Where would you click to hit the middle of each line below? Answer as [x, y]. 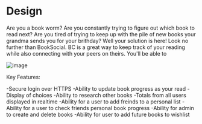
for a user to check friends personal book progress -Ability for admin [109, 108]
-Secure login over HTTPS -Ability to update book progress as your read [96, 88]
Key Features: [23, 77]
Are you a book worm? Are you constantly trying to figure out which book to [100, 28]
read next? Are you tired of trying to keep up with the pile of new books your [101, 34]
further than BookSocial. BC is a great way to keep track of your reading [96, 47]
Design [24, 11]
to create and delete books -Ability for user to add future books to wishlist [98, 114]
